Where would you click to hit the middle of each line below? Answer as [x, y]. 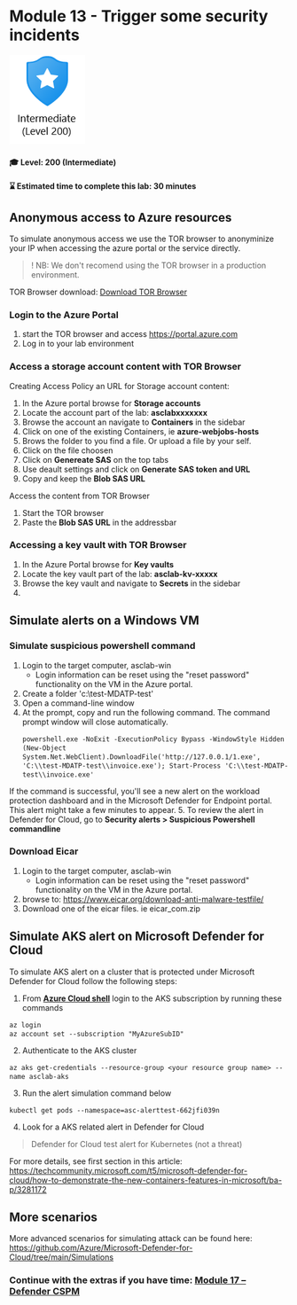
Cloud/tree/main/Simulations [61, 1257]
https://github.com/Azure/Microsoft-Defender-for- [101, 1248]
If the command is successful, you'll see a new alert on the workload [134, 791]
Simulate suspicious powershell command [102, 646]
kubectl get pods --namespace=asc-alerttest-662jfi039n [114, 1110]
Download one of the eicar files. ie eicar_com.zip [111, 908]
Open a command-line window [78, 703]
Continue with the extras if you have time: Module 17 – [128, 1280]
